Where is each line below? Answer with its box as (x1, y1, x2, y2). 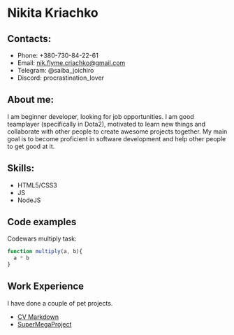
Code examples (7, 216, 77, 228)
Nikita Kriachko (7, 5, 99, 21)
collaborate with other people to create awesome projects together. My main (7, 127, 228, 136)
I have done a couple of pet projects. (7, 299, 113, 307)
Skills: (7, 162, 35, 174)
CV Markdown (17, 313, 59, 321)
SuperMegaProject (17, 320, 72, 328)
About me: (7, 94, 54, 106)
